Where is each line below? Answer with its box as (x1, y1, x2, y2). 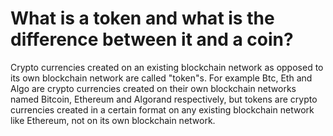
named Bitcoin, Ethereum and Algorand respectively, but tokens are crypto (10, 93, 318, 105)
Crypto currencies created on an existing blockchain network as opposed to (10, 61, 324, 73)
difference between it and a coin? (10, 28, 294, 51)
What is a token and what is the (10, 7, 275, 30)
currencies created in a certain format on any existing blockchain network (10, 103, 315, 116)
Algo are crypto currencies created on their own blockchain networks (10, 82, 297, 94)
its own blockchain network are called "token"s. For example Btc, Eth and (10, 72, 313, 84)
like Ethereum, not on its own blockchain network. (10, 114, 216, 126)
